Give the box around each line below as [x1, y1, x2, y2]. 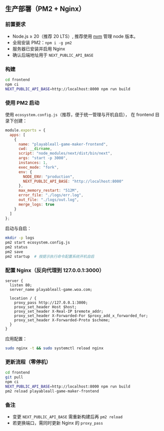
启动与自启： [5, 225, 31, 231]
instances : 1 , [18, 160, 48, 166]
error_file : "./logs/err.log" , [18, 193, 84, 198]
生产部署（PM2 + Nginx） [5, 4, 86, 13]
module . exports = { [5, 128, 46, 133]
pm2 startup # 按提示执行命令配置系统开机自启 [5, 254, 95, 259]
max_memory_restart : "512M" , [18, 188, 79, 193]
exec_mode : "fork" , [18, 165, 59, 170]
